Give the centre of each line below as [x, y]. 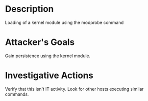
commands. [17, 94]
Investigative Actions [49, 75]
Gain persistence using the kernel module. [48, 56]
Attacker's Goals [40, 42]
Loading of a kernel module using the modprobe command [64, 22]
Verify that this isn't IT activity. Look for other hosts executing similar [74, 89]
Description [29, 9]
